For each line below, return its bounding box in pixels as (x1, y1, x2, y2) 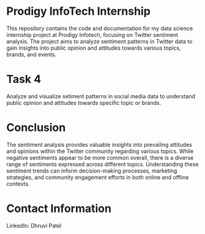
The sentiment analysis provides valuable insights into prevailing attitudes (6, 141, 193, 148)
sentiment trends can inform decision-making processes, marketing (6, 167, 177, 174)
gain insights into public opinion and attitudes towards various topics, (6, 44, 181, 52)
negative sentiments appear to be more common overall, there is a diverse (6, 154, 194, 161)
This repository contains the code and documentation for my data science (6, 25, 193, 32)
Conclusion (6, 121, 66, 135)
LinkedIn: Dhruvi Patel (6, 222, 62, 229)
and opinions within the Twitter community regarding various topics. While (6, 147, 194, 155)
